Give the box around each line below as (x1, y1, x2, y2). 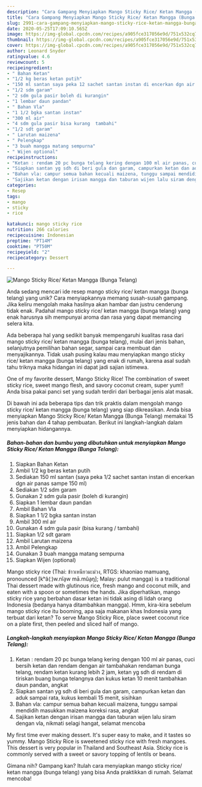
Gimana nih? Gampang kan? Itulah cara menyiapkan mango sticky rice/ (7, 762, 182, 770)
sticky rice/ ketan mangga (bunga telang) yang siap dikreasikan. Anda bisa (7, 406, 191, 413)
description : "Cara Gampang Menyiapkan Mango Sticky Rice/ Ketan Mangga (7, 8, 192, 15)
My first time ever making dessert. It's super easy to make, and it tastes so (7, 732, 191, 739)
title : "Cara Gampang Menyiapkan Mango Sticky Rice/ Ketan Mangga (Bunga (7, 14, 195, 20)
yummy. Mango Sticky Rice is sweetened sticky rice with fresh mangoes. (7, 738, 187, 745)
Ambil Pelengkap (15, 544, 58, 551)
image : (7, 31, 23, 37)
